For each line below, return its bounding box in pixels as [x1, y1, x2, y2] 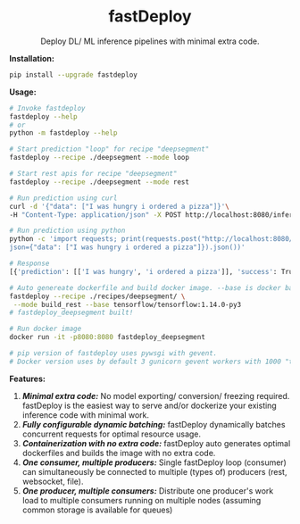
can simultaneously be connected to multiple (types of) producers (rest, [21, 466, 287, 477]
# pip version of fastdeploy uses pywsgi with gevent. [9, 349, 218, 358]
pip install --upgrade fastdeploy [9, 70, 138, 79]
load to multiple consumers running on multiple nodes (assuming [21, 495, 262, 505]
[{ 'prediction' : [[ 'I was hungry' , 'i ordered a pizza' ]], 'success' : [9, 267, 278, 276]
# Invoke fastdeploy [9, 104, 87, 112]
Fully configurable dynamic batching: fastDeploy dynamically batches [21, 419, 286, 429]
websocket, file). [21, 476, 84, 487]
